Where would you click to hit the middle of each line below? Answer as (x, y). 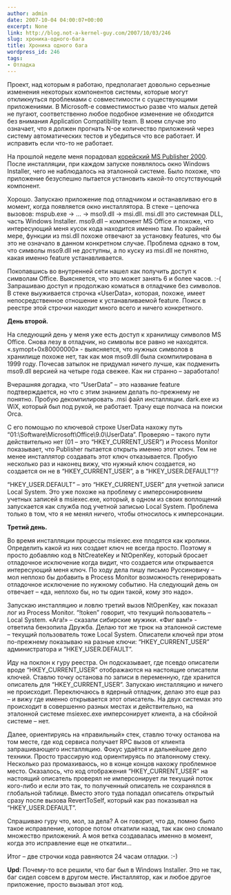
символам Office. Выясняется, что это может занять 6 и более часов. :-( (114, 278)
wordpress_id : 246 (33, 52)
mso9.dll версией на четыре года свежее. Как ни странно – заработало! (113, 371)
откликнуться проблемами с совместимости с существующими (102, 99)
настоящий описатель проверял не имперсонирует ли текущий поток (110, 778)
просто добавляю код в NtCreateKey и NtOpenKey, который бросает (108, 555)
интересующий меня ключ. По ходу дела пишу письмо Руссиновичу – (111, 570)
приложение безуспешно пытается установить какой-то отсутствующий (114, 178)
